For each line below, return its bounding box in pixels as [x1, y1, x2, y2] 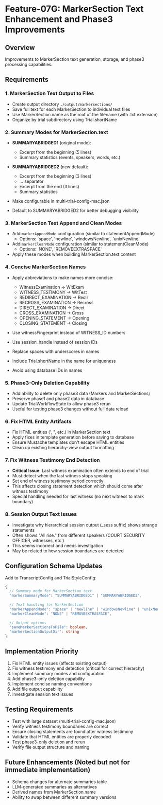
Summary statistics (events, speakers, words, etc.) [19, 154, 121, 160]
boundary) [12, 499, 33, 505]
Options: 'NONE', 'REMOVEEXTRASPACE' [19, 246, 102, 252]
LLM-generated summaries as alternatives [12, 784, 97, 789]
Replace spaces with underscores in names [12, 349, 99, 354]
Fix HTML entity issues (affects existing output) [12, 660, 107, 666]
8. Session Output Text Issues [5, 511, 77, 518]
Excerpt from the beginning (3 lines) [19, 173, 92, 179]
